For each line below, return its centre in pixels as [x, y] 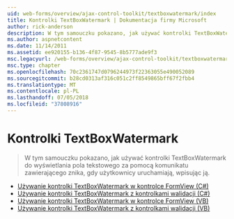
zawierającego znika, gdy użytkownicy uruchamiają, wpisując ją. [117, 172]
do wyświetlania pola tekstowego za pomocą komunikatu [106, 165]
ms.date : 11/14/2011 [37, 46]
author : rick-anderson [40, 26]
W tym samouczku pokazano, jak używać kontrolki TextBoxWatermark [125, 158]
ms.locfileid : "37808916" [45, 104]
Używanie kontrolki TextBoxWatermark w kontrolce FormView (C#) [113, 186]
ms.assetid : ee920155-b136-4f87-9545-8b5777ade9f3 [82, 53]
